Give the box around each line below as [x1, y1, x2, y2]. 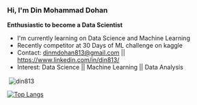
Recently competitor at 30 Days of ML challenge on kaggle [16, 42, 183, 50]
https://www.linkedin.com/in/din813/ [16, 56, 120, 64]
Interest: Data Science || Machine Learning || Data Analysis [16, 63, 183, 72]
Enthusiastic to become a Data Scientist [7, 21, 123, 29]
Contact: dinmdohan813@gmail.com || [16, 48, 125, 57]
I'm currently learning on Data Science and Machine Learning [16, 34, 190, 42]
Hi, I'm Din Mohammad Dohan [7, 5, 108, 15]
